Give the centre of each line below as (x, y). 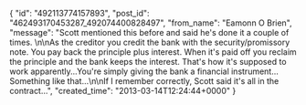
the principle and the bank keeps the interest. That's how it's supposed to (148, 62)
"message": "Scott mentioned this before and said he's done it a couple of (149, 32)
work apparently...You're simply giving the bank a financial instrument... (144, 71)
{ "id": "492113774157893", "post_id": (79, 13)
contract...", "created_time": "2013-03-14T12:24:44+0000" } (123, 91)
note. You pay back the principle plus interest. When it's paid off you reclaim (153, 52)
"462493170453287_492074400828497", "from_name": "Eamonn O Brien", (151, 23)
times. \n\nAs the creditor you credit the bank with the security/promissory (150, 42)
